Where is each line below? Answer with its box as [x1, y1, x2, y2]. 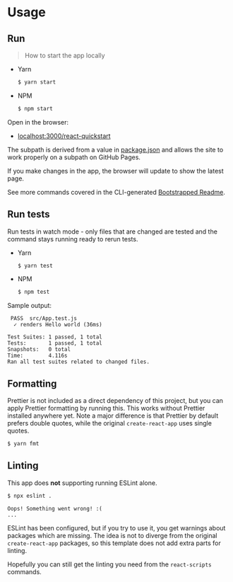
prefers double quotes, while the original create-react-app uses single [7, 419, 212, 428]
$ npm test [17, 288, 50, 296]
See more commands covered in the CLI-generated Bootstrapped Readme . [7, 188, 226, 196]
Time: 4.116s [7, 352, 68, 360]
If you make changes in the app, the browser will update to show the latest [7, 166, 224, 175]
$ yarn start [17, 79, 56, 86]
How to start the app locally [24, 51, 105, 59]
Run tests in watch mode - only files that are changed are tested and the [7, 227, 217, 236]
